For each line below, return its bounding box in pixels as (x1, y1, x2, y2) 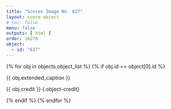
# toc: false (6, 19, 38, 25)
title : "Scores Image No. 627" (6, 8, 83, 15)
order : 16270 (6, 36, 38, 42)
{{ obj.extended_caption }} (6, 74, 71, 81)
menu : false (6, 25, 35, 31)
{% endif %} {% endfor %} (6, 97, 71, 104)
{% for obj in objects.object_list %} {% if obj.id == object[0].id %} (6, 63, 166, 70)
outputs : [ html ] (6, 30, 51, 36)
